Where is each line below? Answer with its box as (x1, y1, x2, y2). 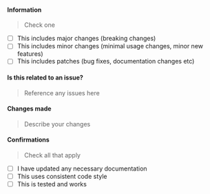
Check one (23, 21, 55, 29)
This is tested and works (17, 180, 87, 188)
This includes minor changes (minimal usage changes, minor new (17, 42, 203, 50)
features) (17, 50, 43, 58)
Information (7, 6, 42, 14)
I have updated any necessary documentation (17, 164, 147, 173)
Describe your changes (23, 119, 91, 128)
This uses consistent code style (17, 173, 107, 181)
